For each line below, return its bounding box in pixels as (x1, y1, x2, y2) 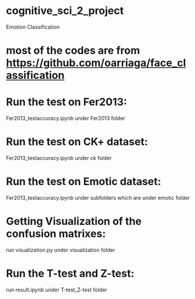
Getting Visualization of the (6, 215, 142, 228)
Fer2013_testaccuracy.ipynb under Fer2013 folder (6, 115, 126, 122)
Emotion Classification (6, 23, 60, 30)
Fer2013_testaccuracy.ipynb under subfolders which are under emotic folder (6, 194, 190, 201)
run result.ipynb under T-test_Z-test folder (6, 286, 107, 293)
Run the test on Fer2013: (6, 95, 127, 109)
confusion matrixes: (6, 227, 106, 241)
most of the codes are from (6, 44, 140, 57)
